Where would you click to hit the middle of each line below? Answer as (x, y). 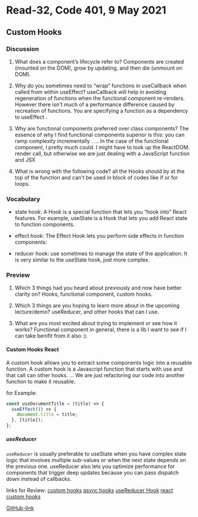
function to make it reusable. (41, 381)
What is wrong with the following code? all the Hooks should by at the (100, 171)
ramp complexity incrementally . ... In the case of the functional (92, 141)
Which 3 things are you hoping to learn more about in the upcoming (97, 306)
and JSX (25, 159)
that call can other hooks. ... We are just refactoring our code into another (95, 375)
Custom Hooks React (33, 349)
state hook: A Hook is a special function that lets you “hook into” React (101, 212)
